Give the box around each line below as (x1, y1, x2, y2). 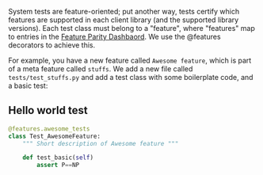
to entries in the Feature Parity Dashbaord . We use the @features (8, 32, 221, 41)
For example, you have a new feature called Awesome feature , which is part (8, 55, 252, 65)
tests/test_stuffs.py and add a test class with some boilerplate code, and (8, 73, 253, 82)
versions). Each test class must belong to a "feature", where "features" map (8, 24, 255, 32)
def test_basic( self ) (22, 154, 93, 162)
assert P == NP (36, 162, 80, 169)
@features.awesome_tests (8, 124, 90, 133)
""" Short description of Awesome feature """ (22, 139, 179, 147)
